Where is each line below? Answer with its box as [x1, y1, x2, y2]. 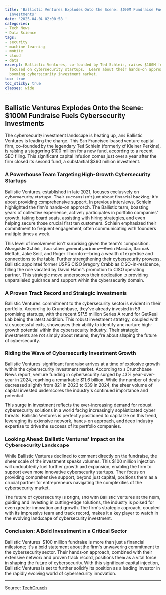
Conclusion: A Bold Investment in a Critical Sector [5, 528, 127, 535]
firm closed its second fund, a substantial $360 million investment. [5, 159, 141, 165]
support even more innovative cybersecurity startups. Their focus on [5, 469, 145, 475]
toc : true [5, 76, 26, 81]
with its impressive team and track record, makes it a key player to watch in [5, 510, 158, 516]
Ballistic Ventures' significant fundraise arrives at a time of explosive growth [5, 361, 160, 367]
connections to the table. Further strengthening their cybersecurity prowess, [5, 256, 161, 262]
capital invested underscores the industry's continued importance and [5, 387, 148, 394]
